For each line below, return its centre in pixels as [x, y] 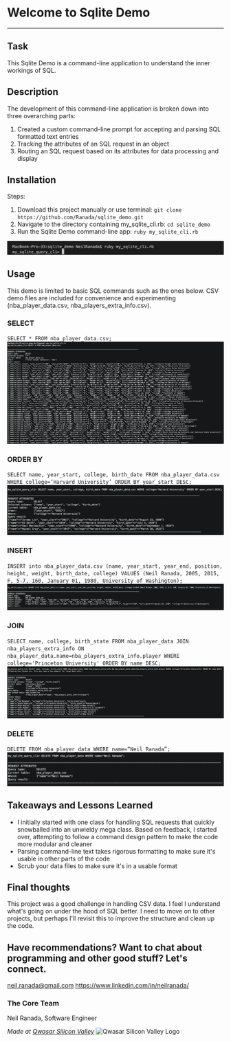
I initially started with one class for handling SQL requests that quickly [116, 822]
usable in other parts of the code [64, 858]
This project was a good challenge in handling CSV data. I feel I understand [114, 904]
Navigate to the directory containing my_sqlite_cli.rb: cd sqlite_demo [114, 224]
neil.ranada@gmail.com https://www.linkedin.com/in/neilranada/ [98, 986]
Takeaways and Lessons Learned [80, 806]
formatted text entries [48, 136]
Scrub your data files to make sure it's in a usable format [97, 866]
